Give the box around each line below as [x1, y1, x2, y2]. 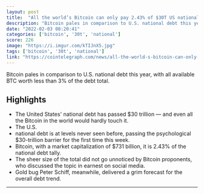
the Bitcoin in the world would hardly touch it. [15, 117, 129, 124]
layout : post [6, 8, 39, 15]
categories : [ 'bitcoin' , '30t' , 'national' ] [6, 32, 121, 38]
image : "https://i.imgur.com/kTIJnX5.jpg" [6, 43, 115, 49]
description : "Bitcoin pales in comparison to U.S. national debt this [6, 20, 191, 26]
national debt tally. [15, 149, 62, 156]
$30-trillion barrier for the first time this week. [15, 136, 131, 144]
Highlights [6, 95, 47, 105]
